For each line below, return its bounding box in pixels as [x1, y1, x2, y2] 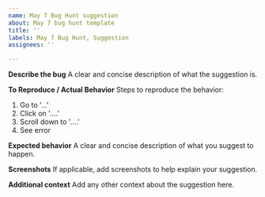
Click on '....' [19, 108, 60, 119]
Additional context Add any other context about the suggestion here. [8, 180, 235, 190]
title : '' [8, 26, 41, 34]
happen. [8, 150, 36, 159]
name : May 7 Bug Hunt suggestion [8, 11, 119, 20]
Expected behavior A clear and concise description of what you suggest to [8, 141, 254, 150]
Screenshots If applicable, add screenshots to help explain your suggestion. [8, 165, 258, 174]
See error [19, 126, 51, 135]
